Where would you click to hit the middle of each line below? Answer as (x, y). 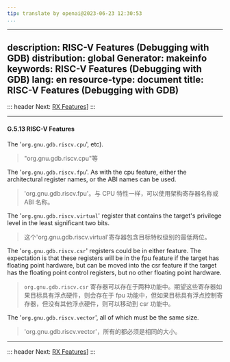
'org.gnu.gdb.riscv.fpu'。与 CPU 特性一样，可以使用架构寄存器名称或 (121, 193)
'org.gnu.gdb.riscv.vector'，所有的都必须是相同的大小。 (102, 331)
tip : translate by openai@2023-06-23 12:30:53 (75, 13)
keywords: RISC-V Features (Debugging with (104, 69)
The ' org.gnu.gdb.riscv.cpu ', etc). (55, 144)
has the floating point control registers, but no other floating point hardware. (114, 272)
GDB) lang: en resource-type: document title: (105, 80)
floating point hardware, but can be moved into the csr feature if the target (112, 265)
